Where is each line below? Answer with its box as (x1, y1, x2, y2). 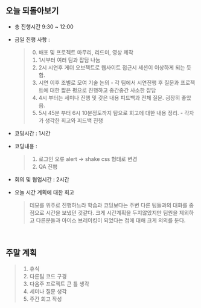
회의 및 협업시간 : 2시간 (14, 175, 70, 183)
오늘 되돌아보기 (5, 5, 59, 16)
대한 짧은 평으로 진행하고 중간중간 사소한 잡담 (49, 87, 156, 94)
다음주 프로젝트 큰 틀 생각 (29, 280, 90, 287)
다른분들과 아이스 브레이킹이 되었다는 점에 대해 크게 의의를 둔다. (36, 217, 186, 224)
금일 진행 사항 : (14, 36, 50, 43)
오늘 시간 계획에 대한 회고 (14, 188, 75, 195)
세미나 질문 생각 (29, 287, 67, 295)
